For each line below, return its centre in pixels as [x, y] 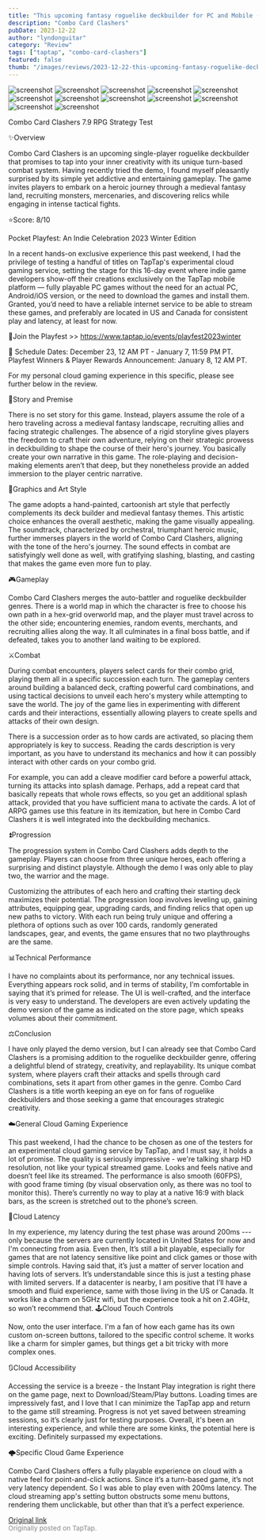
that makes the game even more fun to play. [80, 563]
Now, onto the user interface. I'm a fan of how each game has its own [122, 1327]
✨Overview [27, 137]
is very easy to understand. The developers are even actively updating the [129, 1001]
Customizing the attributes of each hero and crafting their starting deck [124, 891]
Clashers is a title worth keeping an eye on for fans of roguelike [112, 1091]
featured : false [35, 60]
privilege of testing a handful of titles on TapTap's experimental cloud [121, 262]
